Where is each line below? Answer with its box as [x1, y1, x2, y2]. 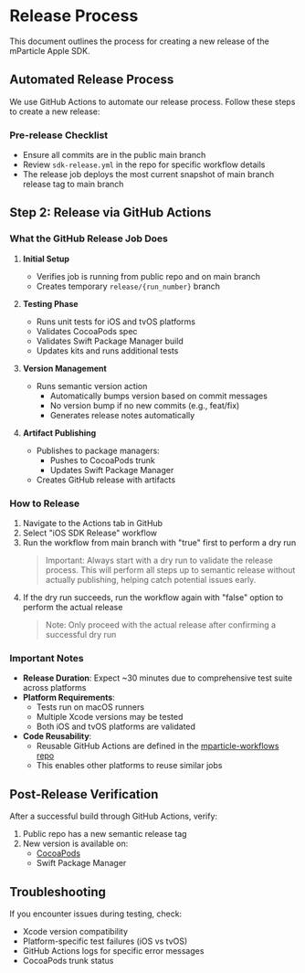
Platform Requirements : [22, 692, 116, 703]
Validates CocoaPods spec [36, 325, 138, 336]
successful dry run [45, 629, 117, 640]
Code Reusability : [22, 731, 92, 742]
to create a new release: [9, 106, 100, 117]
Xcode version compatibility [22, 925, 129, 936]
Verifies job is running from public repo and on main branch [36, 270, 261, 281]
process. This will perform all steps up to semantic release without [45, 565, 296, 576]
